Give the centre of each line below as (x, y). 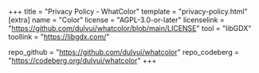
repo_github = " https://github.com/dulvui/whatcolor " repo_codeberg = (124, 52)
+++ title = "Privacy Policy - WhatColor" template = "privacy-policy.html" (128, 12)
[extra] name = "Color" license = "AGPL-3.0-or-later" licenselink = (116, 20)
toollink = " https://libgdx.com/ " (59, 36)
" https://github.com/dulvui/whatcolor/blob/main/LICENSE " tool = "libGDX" (130, 28)
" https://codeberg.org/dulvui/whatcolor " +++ (82, 60)
